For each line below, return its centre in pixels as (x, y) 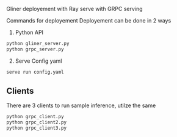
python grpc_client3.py (37, 128)
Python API (29, 32)
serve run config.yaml (35, 72)
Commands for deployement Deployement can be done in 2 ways (89, 20)
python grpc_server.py (35, 49)
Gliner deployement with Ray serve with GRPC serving (74, 9)
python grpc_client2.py (37, 122)
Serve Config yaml (38, 61)
